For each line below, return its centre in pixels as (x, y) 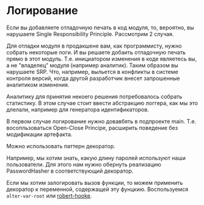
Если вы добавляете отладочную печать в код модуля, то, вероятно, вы (100, 27)
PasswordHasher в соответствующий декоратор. (70, 171)
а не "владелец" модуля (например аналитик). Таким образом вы (92, 65)
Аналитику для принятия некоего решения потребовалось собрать (94, 96)
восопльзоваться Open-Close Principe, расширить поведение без (92, 128)
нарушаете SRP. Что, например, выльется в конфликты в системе (92, 71)
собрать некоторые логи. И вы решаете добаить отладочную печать (96, 52)
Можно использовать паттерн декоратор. (61, 146)
